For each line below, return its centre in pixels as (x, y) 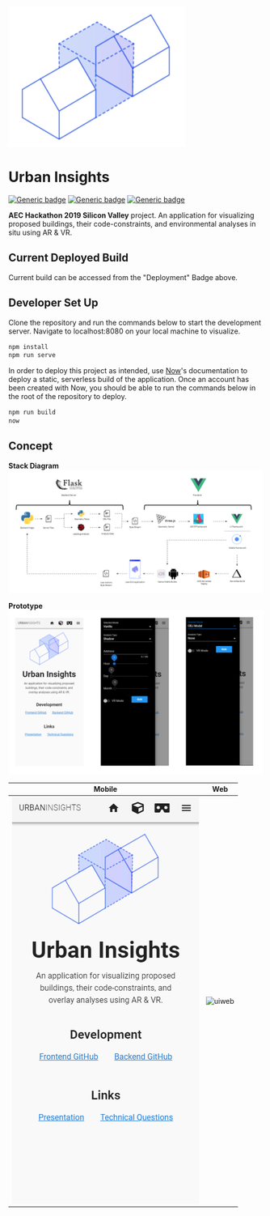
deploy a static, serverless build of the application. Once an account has (129, 380)
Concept (31, 446)
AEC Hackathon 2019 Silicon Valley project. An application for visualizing (131, 215)
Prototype (25, 606)
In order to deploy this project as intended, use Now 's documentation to (128, 371)
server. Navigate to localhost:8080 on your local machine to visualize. (124, 331)
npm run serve (32, 355)
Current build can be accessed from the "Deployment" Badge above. (123, 277)
